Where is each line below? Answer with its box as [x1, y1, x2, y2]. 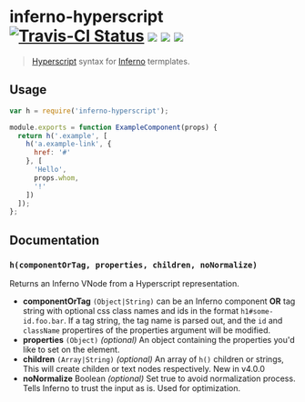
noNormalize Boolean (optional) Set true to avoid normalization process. [22, 373, 296, 384]
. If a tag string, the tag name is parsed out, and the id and [63, 315, 283, 326]
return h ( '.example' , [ [17, 131, 107, 140]
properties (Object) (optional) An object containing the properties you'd [22, 334, 295, 345]
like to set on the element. [22, 344, 120, 355]
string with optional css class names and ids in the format [22, 305, 239, 316]
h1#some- [240, 307, 274, 316]
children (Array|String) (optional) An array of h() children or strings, [22, 353, 284, 365]
